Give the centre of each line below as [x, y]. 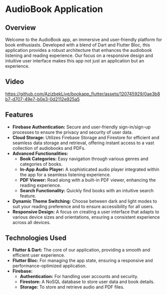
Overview [21, 28]
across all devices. [31, 222]
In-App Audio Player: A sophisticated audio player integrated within [89, 169]
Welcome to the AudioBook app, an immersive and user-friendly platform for [84, 39]
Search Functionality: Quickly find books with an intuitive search [87, 190]
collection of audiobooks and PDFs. [49, 148]
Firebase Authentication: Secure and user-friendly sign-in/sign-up [82, 127]
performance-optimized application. [49, 266]
